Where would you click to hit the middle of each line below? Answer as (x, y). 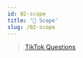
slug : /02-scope (31, 27)
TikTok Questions (50, 47)
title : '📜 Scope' (33, 21)
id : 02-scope (27, 14)
